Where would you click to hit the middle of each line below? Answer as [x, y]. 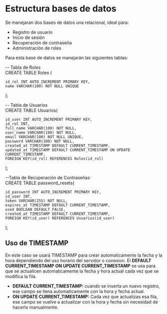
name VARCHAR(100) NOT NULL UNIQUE [42, 86]
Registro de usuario [32, 32]
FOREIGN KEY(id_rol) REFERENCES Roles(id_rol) [54, 158]
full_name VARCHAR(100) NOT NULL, [41, 128]
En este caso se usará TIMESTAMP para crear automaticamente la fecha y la [84, 255]
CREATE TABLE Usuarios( [32, 110]
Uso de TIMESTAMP [37, 243]
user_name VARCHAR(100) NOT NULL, [41, 133]
